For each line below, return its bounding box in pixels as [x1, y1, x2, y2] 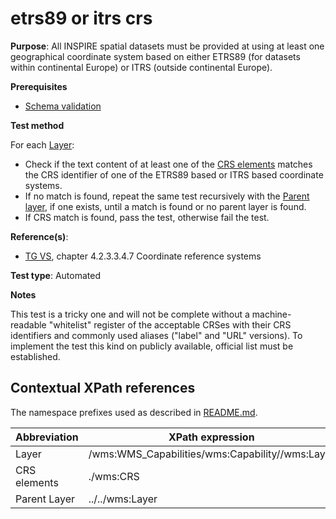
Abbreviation [15, 430, 79, 444]
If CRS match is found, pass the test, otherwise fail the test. [24, 211, 270, 223]
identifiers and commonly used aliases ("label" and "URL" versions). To [10, 329, 303, 341]
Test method [10, 119, 65, 131]
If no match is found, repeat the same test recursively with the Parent [24, 190, 310, 202]
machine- [251, 308, 292, 320]
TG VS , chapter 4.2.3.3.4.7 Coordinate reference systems [24, 250, 262, 262]
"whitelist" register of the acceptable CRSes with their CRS [48, 318, 292, 331]
